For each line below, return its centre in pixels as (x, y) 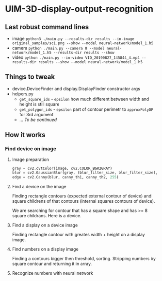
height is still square (39, 104)
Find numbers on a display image (45, 249)
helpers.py (23, 94)
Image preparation (31, 159)
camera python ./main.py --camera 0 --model (58, 48)
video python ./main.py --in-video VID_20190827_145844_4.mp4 (76, 57)
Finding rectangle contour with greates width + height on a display (78, 235)
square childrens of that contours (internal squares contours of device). (83, 201)
